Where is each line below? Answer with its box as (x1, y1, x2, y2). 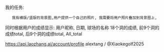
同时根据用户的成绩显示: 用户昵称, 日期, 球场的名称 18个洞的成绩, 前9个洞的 (5, 24, 159, 30)
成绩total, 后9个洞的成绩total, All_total (5, 31, 82, 36)
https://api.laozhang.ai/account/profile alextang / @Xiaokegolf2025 (5, 41, 144, 46)
